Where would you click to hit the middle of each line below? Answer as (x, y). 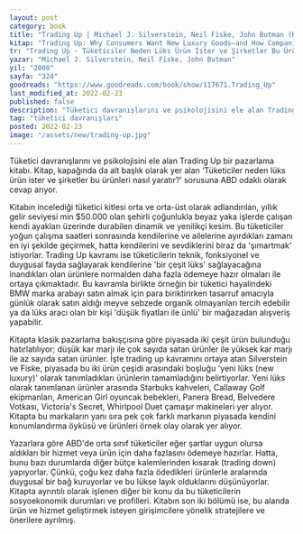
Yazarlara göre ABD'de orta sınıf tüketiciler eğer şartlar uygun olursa (136, 443)
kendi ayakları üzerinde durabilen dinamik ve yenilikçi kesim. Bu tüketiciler (147, 226)
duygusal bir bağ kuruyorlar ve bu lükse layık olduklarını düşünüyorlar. (140, 481)
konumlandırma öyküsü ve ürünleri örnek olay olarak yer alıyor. (126, 426)
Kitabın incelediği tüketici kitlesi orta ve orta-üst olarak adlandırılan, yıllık (143, 207)
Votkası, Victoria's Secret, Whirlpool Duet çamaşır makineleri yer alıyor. (141, 406)
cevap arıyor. (34, 189)
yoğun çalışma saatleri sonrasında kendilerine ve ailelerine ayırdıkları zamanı (151, 235)
